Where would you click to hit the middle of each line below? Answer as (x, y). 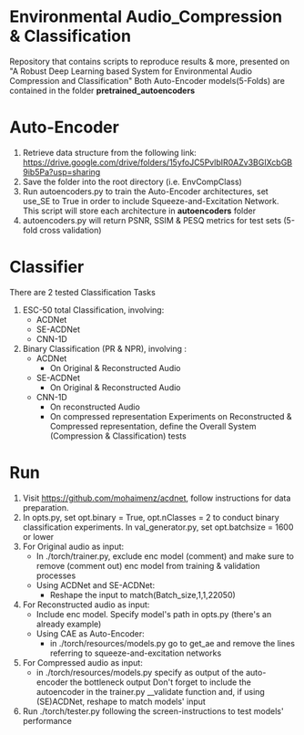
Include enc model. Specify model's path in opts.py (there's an (154, 614)
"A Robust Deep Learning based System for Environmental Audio (131, 71)
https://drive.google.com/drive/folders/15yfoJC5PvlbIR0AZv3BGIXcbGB (157, 162)
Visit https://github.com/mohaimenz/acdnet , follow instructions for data (157, 498)
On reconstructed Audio (95, 407)
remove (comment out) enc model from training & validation (148, 565)
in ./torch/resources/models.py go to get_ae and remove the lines (172, 643)
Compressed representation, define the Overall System (153, 426)
